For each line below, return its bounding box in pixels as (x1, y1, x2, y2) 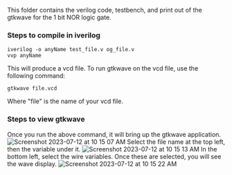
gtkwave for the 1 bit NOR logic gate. (7, 13, 112, 21)
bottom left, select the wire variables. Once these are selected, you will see (7, 152, 222, 160)
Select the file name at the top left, (127, 138, 226, 146)
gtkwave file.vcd (7, 85, 57, 92)
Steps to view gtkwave (7, 114, 85, 124)
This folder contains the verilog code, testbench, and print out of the (7, 6, 202, 14)
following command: (7, 72, 66, 80)
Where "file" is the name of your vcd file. (7, 97, 123, 106)
